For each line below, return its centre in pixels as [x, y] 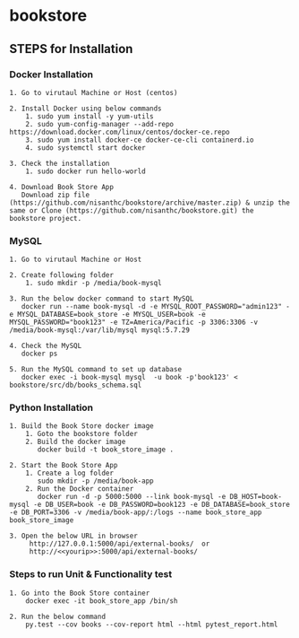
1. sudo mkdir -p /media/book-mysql [94, 284]
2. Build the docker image [76, 442]
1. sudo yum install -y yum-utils [90, 116]
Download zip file [56, 195]
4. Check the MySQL [46, 346]
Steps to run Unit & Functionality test [91, 574]
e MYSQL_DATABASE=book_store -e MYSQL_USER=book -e [107, 315]
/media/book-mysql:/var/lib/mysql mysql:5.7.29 [100, 330]
